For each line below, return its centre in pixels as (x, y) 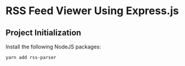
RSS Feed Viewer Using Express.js (92, 11)
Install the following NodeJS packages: (54, 47)
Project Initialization (43, 33)
